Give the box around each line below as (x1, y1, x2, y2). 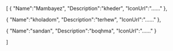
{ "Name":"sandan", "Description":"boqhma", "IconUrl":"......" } (6, 27, 157, 34)
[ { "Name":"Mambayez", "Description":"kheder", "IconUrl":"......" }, (6, 5, 168, 12)
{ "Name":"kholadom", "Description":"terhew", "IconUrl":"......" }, (6, 16, 161, 23)
